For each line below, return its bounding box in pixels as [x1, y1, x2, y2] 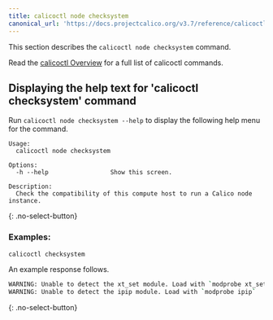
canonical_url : [8, 20, 60, 28]
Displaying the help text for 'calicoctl [8, 81, 199, 94]
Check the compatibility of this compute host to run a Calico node [15, 190, 253, 198]
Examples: [8, 231, 51, 243]
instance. [8, 197, 42, 205]
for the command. [8, 124, 68, 134]
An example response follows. [8, 265, 110, 274]
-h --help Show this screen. [15, 169, 173, 177]
